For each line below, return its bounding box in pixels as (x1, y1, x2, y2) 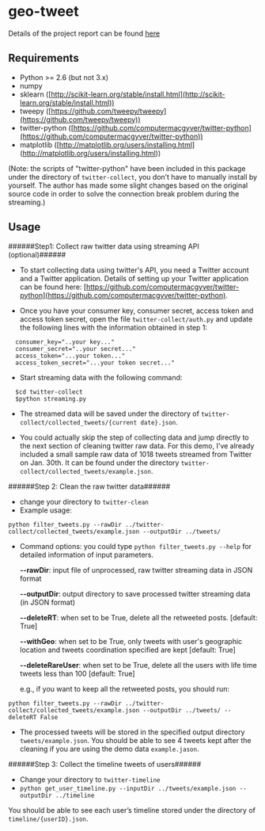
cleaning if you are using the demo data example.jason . (19, 744, 199, 753)
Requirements (8, 51, 79, 65)
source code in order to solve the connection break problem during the (8, 189, 240, 198)
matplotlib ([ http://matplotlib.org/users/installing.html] (19, 139, 195, 149)
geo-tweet (8, 2, 79, 21)
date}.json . (140, 417, 178, 426)
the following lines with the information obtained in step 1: (19, 322, 208, 332)
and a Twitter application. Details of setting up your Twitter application (19, 273, 249, 283)
